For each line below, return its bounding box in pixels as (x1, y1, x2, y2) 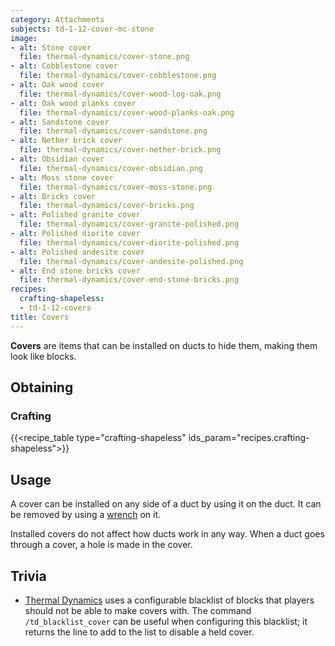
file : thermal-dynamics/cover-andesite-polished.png (19, 256, 244, 266)
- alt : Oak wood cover (10, 80, 105, 90)
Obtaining (10, 379, 74, 396)
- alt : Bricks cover (10, 191, 97, 201)
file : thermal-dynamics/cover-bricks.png (19, 201, 195, 211)
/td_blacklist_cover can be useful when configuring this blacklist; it (24, 615, 308, 627)
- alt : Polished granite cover (10, 210, 141, 220)
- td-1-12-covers (19, 303, 92, 313)
